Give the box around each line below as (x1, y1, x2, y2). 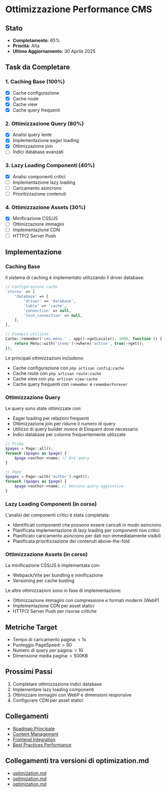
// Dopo (5, 470, 22, 475)
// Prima (5, 441, 24, 446)
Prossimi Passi (5, 667, 53, 676)
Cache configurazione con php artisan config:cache (12, 365, 124, 371)
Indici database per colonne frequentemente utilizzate (12, 431, 126, 438)
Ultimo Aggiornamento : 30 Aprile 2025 (12, 48, 96, 54)
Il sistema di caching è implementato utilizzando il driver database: (5, 275, 145, 281)
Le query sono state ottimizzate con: (5, 405, 82, 411)
